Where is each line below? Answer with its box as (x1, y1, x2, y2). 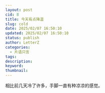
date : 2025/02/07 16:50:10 (5, 26, 62, 31)
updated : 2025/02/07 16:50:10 (5, 31, 69, 36)
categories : (5, 45, 30, 50)
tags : (5, 54, 17, 59)
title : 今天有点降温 (5, 17, 44, 22)
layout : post (5, 7, 33, 13)
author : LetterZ (5, 40, 39, 45)
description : (5, 59, 33, 64)
